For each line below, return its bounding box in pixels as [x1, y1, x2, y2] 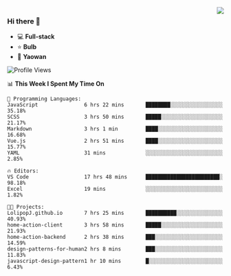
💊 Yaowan [16, 53, 47, 61]
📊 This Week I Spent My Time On [7, 80, 104, 88]
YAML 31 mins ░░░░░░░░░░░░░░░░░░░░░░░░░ [7, 150, 223, 157]
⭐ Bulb [16, 43, 37, 51]
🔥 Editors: [7, 168, 39, 174]
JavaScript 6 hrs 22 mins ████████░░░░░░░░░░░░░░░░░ [7, 102, 223, 108]
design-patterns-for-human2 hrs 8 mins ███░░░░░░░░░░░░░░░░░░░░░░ [7, 246, 223, 253]
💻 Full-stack [16, 32, 55, 41]
